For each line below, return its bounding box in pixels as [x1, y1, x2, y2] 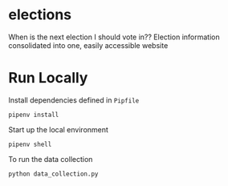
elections [8, 6, 72, 24]
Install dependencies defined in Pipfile [8, 95, 140, 105]
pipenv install [8, 111, 59, 119]
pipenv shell [8, 140, 52, 148]
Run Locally [8, 69, 88, 87]
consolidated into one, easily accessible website [8, 40, 169, 50]
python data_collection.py [8, 170, 99, 178]
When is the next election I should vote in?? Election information [8, 32, 220, 42]
